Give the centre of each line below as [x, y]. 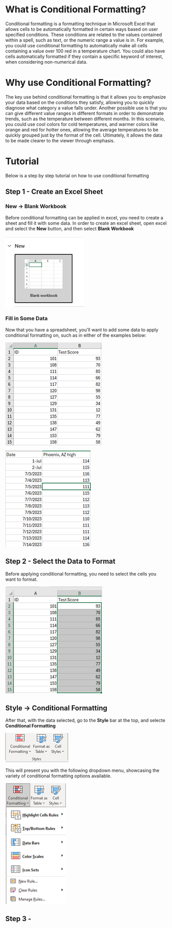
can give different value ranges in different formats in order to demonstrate [85, 113]
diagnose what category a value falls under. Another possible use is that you [86, 108]
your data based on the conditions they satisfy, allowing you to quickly [80, 102]
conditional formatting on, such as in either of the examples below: [76, 335]
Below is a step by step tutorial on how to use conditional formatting [77, 175]
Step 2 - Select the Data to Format [60, 561]
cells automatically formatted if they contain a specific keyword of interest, [84, 56]
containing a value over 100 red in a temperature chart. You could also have [85, 51]
